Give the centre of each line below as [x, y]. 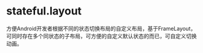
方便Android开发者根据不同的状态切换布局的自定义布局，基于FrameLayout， [101, 28]
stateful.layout [44, 11]
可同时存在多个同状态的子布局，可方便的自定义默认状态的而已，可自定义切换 [101, 36]
